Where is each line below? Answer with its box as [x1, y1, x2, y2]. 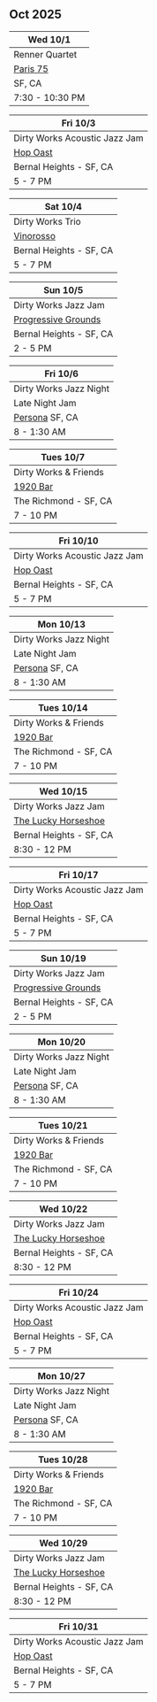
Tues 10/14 [38, 701, 88, 713]
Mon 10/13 [37, 618, 86, 630]
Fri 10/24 [58, 1286, 99, 1298]
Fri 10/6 [43, 367, 79, 380]
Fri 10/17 [58, 868, 99, 881]
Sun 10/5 [43, 283, 84, 296]
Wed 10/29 [39, 1536, 88, 1549]
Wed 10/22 [39, 1203, 88, 1215]
